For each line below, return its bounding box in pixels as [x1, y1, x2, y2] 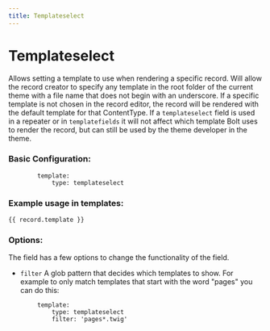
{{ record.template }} [8, 216, 85, 224]
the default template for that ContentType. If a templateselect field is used [8, 107, 255, 117]
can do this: [19, 286, 60, 295]
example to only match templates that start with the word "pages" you [19, 277, 253, 287]
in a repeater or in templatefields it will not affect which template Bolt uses [8, 116, 258, 126]
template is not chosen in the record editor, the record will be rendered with [8, 98, 260, 109]
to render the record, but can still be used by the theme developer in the [8, 124, 247, 134]
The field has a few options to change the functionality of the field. [8, 253, 230, 262]
